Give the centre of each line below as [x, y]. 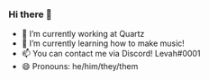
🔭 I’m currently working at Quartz [83, 34]
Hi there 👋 [31, 14]
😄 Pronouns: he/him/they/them [80, 67]
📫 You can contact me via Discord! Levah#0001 [111, 54]
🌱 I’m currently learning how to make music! [103, 43]
